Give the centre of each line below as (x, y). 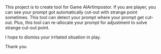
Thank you (16, 46)
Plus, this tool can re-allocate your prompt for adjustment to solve (81, 22)
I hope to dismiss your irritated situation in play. (53, 37)
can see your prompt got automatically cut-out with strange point (71, 12)
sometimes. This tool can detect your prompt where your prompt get (75, 17)
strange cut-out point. (27, 28)
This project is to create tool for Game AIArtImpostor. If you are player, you (80, 7)
